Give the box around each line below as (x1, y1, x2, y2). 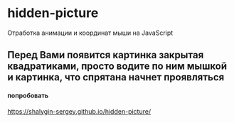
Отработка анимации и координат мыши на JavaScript (7, 28, 174, 37)
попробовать (7, 91, 48, 100)
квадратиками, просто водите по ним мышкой (7, 60, 228, 73)
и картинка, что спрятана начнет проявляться (7, 71, 225, 83)
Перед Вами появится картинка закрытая (7, 49, 204, 61)
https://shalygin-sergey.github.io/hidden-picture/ (7, 107, 151, 115)
